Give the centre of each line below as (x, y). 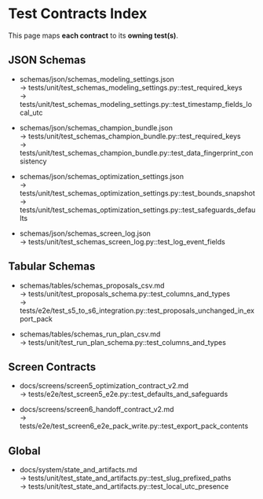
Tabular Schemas (52, 267)
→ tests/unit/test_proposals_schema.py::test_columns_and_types (124, 294)
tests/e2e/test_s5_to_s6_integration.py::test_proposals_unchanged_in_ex (137, 310)
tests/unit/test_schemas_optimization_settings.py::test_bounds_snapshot (137, 193)
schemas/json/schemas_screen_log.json (85, 233)
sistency (33, 161)
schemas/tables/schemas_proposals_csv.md (92, 285)
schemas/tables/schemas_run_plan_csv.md (90, 334)
